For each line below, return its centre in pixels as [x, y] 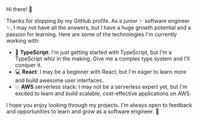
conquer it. [28, 65]
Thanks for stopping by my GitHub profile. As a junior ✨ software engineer [98, 21]
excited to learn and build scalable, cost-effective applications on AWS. [103, 93]
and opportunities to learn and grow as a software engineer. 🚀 [83, 111]
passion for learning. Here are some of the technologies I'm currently [91, 34]
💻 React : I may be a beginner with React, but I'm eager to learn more [101, 72]
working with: [23, 41]
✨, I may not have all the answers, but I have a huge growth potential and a [99, 28]
